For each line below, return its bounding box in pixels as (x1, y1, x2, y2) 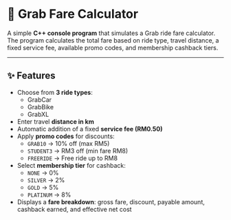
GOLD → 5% (27, 183, 59, 191)
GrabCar (27, 96, 52, 104)
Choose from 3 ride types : (16, 88, 93, 96)
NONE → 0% (27, 168, 60, 177)
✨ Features (7, 70, 56, 82)
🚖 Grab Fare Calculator (7, 6, 139, 22)
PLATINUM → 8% (27, 190, 71, 199)
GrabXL (27, 110, 49, 118)
